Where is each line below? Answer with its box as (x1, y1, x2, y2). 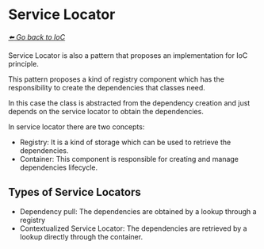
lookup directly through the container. (19, 232, 143, 241)
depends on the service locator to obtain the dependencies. (8, 106, 204, 116)
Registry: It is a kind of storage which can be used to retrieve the (19, 137, 231, 147)
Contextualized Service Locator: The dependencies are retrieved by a (19, 224, 247, 233)
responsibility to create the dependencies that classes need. (8, 82, 206, 92)
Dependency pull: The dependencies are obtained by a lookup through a (19, 206, 257, 216)
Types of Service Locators (8, 186, 141, 199)
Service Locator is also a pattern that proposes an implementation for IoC (8, 50, 248, 60)
